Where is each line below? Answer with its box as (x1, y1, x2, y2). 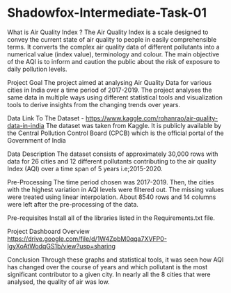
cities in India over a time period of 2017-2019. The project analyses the (7, 86, 212, 94)
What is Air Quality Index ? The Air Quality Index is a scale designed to (7, 28, 209, 36)
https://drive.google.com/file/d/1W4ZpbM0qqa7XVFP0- (7, 235, 167, 243)
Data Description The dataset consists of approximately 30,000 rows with (7, 150, 218, 158)
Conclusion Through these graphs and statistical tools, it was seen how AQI (7, 255, 224, 264)
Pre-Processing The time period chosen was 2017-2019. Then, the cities (7, 177, 214, 186)
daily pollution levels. (7, 65, 67, 73)
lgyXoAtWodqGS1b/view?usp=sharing (7, 241, 116, 250)
